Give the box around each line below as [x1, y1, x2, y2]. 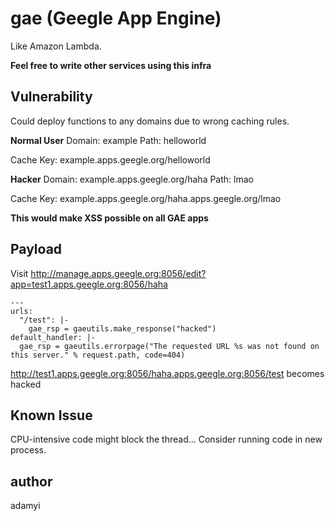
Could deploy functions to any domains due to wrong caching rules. [10, 115, 290, 127]
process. [10, 444, 47, 456]
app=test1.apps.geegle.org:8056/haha [10, 278, 168, 290]
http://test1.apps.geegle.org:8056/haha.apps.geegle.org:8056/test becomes [10, 367, 325, 379]
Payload [10, 241, 63, 258]
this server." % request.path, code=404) [10, 350, 186, 360]
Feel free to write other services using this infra [10, 59, 212, 71]
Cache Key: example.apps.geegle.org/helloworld [10, 153, 211, 166]
